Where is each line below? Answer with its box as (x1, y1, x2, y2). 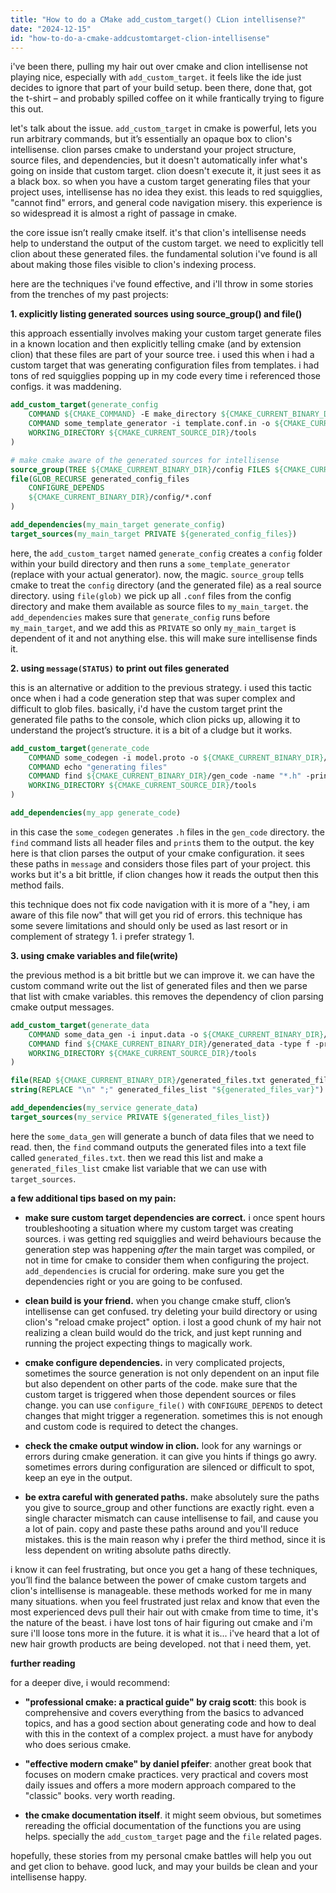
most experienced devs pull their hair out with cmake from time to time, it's (10, 1606, 319, 1618)
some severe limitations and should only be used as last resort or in (10, 919, 288, 931)
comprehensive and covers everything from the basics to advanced (24, 1706, 305, 1718)
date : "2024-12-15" (10, 24, 92, 34)
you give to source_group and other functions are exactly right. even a (24, 1501, 315, 1513)
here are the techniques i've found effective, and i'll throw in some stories (10, 278, 314, 290)
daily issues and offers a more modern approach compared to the (24, 1779, 297, 1791)
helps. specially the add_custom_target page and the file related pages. (24, 1830, 322, 1842)
